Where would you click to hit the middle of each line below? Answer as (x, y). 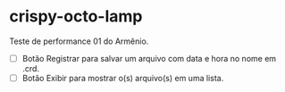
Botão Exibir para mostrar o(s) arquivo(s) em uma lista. (123, 78)
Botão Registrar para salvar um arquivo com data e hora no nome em (149, 58)
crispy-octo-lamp (76, 17)
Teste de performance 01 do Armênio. (79, 41)
